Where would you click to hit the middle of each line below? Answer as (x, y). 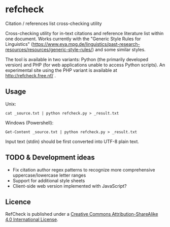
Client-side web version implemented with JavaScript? (70, 186)
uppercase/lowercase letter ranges (49, 175)
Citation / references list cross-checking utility (54, 23)
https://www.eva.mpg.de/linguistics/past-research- (87, 44)
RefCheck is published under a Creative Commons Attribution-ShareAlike (82, 214)
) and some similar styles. (119, 49)
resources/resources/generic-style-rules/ (49, 49)
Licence (18, 202)
